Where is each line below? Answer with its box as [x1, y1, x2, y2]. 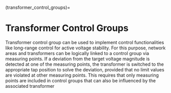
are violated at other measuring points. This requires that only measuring [5, 72, 159, 78]
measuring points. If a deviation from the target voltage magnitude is [5, 55, 150, 62]
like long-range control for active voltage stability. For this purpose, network [5, 45, 166, 51]
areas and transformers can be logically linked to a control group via [5, 50, 149, 56]
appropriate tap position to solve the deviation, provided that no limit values [5, 66, 165, 72]
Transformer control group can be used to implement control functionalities [5, 39, 164, 45]
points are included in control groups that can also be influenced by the [5, 77, 156, 84]
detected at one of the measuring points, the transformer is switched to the [5, 61, 164, 67]
